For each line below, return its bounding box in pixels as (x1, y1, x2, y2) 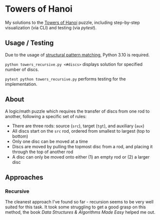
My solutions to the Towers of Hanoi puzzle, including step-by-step (5, 20, 140, 25)
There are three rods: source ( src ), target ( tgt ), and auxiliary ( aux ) (12, 123, 144, 129)
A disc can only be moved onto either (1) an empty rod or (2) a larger (12, 154, 150, 160)
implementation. (5, 81, 37, 87)
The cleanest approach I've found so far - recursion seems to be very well (5, 199, 154, 205)
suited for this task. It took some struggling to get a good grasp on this (5, 204, 146, 210)
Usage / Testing (5, 39, 54, 47)
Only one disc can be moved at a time (12, 138, 89, 144)
